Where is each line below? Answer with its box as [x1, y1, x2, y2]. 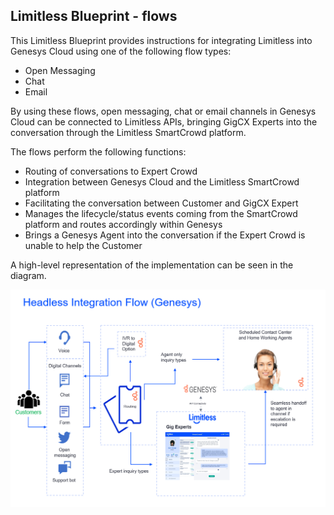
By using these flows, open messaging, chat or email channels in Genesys [10, 105, 317, 117]
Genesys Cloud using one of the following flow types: [10, 45, 232, 57]
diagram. [10, 269, 47, 281]
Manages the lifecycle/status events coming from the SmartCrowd [24, 207, 298, 219]
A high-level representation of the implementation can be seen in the [10, 259, 294, 271]
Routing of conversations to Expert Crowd [24, 165, 198, 177]
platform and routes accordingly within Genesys [24, 218, 223, 230]
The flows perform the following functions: [10, 145, 187, 158]
